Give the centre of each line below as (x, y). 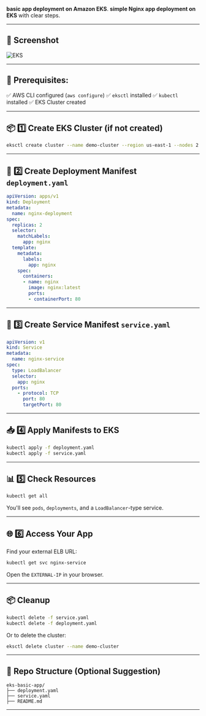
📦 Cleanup (28, 600)
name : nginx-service (38, 359)
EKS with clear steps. (33, 15)
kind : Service (25, 348)
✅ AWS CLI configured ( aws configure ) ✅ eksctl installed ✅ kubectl (92, 95)
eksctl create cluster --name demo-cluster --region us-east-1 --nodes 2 (103, 146)
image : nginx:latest (55, 288)
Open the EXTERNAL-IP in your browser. (55, 574)
